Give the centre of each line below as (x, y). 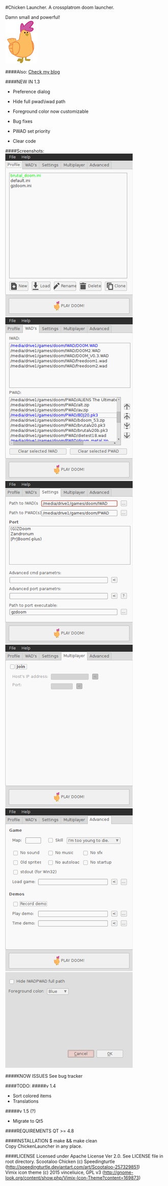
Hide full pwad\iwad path (39, 101)
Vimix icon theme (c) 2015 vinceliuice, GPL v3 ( (55, 1172)
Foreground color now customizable (51, 111)
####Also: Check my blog (33, 72)
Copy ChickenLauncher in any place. (44, 1146)
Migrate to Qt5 (28, 1121)
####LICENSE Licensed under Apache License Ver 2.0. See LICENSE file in (84, 1156)
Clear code (24, 141)
